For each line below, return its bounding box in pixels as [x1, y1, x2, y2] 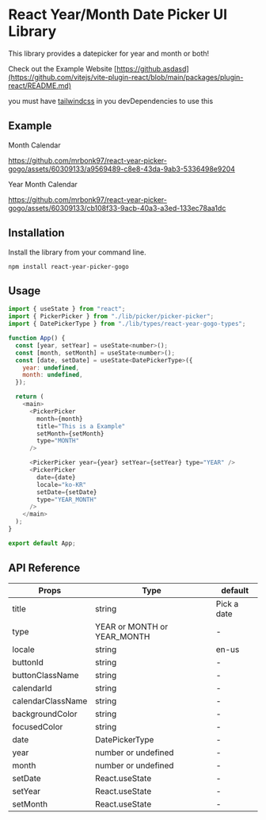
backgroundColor [12, 708, 78, 719]
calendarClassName [12, 695, 88, 707]
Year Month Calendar [8, 179, 78, 189]
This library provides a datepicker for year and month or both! [8, 48, 210, 58]
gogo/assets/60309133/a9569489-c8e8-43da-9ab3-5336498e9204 [8, 164, 236, 174]
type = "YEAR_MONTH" [36, 496, 97, 504]
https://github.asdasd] [116, 63, 189, 73]
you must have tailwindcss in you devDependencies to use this [8, 96, 214, 105]
